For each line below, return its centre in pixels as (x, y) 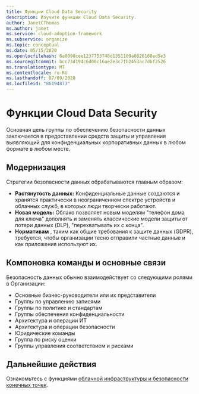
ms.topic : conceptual (33, 45)
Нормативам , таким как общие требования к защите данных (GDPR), (104, 231)
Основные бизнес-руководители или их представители (85, 295)
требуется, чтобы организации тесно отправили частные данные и (100, 238)
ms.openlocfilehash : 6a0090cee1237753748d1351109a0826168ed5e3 (86, 56)
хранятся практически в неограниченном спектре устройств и (95, 200)
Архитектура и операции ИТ (51, 320)
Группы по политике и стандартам (59, 308)
